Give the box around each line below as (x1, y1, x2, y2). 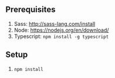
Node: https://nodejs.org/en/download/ (13, 26, 109, 33)
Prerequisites (5, 5, 56, 15)
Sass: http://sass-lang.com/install (13, 20, 96, 27)
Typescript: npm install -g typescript (13, 32, 109, 40)
